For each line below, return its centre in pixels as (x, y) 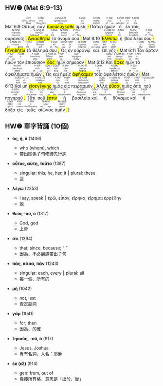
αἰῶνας (46, 110)
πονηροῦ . (15, 98)
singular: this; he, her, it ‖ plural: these (57, 173)
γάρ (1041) (23, 313)
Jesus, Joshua (34, 348)
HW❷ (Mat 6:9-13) (34, 8)
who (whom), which (39, 148)
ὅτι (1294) (22, 238)
